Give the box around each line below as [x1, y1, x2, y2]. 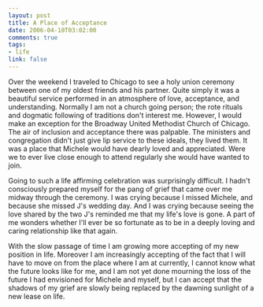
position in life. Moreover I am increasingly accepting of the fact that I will [8, 250, 246, 259]
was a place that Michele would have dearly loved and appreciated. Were [8, 143, 246, 153]
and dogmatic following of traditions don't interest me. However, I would [8, 110, 243, 120]
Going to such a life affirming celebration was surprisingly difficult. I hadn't [8, 176, 250, 185]
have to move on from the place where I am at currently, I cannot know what [8, 257, 256, 268]
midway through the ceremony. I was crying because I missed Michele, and [8, 192, 254, 202]
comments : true [8, 33, 58, 42]
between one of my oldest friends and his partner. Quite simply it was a [8, 85, 240, 94]
